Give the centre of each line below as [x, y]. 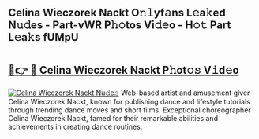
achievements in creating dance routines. [75, 126]
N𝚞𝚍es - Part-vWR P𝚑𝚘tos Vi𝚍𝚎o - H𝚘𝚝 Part [120, 26]
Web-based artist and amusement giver [186, 93]
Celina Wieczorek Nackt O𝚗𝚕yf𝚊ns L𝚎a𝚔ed [117, 13]
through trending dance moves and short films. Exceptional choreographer [129, 110]
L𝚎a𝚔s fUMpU [43, 37]
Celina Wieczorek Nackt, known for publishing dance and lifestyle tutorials [129, 102]
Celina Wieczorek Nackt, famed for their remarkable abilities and [113, 118]
